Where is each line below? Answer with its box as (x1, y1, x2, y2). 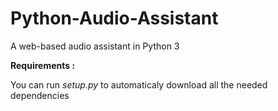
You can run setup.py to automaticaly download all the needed (10, 78, 268, 91)
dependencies (10, 89, 70, 101)
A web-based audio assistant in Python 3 (10, 40, 180, 52)
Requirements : (10, 59, 76, 71)
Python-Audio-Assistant (10, 7, 219, 30)
